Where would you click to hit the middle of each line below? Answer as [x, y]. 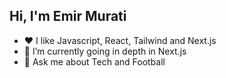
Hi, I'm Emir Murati [68, 16]
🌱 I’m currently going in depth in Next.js [105, 51]
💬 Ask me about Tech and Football [94, 61]
